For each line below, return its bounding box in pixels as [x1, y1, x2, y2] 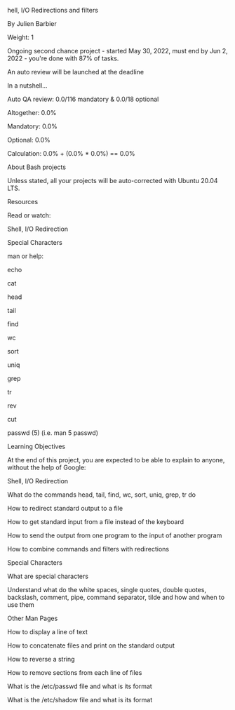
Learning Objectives [7, 442, 65, 450]
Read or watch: [7, 211, 51, 220]
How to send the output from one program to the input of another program [7, 531, 222, 540]
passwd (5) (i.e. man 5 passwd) [7, 429, 98, 437]
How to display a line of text [7, 628, 88, 636]
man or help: [7, 252, 44, 260]
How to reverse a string [7, 655, 75, 663]
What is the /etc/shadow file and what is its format [7, 696, 153, 704]
